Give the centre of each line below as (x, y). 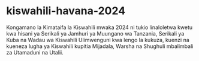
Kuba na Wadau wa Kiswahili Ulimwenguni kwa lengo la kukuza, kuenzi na (98, 40)
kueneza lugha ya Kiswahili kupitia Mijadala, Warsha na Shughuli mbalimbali (100, 46)
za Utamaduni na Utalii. (35, 52)
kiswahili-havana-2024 (66, 11)
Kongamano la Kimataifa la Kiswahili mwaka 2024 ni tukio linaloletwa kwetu (99, 27)
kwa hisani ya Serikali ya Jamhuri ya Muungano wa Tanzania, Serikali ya (95, 33)
